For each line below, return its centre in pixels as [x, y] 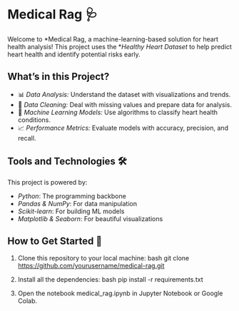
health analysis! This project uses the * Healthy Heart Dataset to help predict [119, 46]
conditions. [34, 120]
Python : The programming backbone [72, 196]
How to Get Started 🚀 [55, 241]
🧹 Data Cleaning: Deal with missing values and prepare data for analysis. [124, 104]
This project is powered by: [47, 182]
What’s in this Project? [59, 77]
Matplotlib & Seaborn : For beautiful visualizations [90, 218]
